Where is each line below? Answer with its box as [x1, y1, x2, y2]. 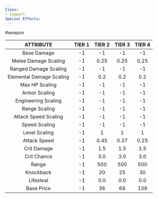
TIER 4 [134, 41, 151, 48]
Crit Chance [24, 153, 53, 160]
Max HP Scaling [20, 81, 57, 88]
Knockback [25, 169, 52, 176]
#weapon [5, 30, 25, 36]
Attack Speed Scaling [13, 113, 63, 120]
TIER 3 [114, 41, 130, 48]
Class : [5, 7, 19, 12]
